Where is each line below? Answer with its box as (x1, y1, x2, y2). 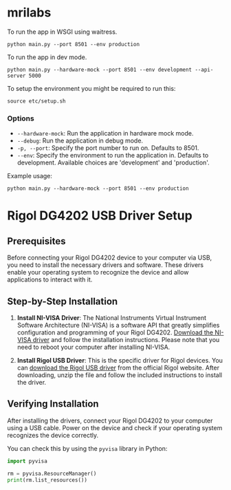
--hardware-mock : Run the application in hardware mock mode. (16, 129, 194, 138)
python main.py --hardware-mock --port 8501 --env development (7, 66, 192, 73)
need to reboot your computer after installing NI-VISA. (16, 343, 170, 352)
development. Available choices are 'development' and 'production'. (16, 158, 210, 167)
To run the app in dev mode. (7, 53, 87, 61)
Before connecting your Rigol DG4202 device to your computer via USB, (7, 253, 212, 262)
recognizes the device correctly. (7, 431, 99, 439)
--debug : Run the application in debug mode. (16, 136, 143, 145)
